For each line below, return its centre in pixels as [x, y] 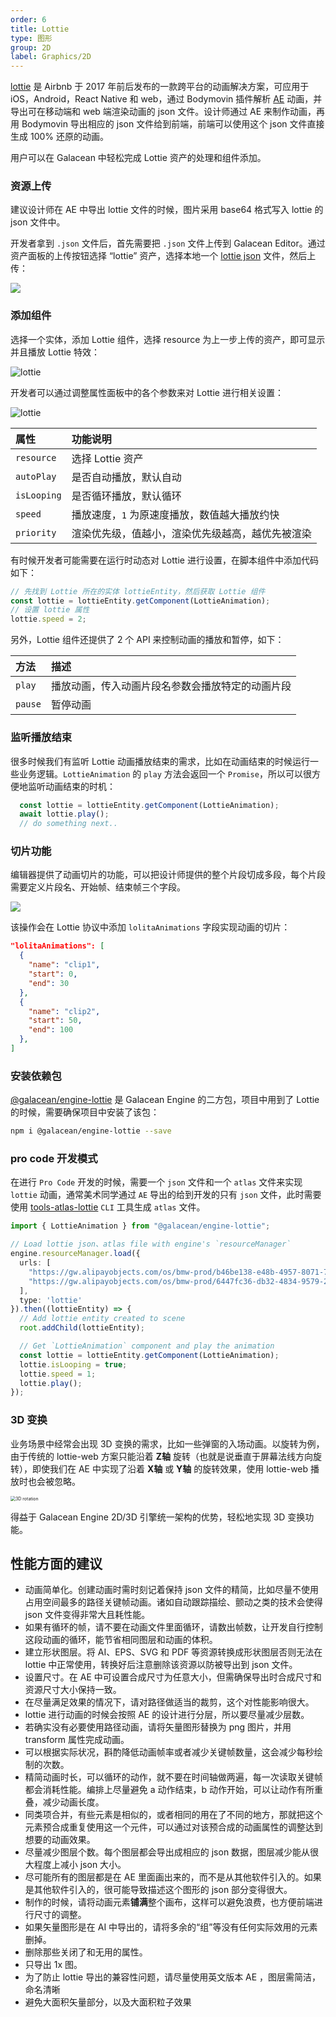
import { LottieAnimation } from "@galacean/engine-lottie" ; [140, 1226]
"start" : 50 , [55, 1021]
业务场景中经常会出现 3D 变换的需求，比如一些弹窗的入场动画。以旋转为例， [167, 1443]
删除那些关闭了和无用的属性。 [86, 1952]
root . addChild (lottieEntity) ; [82, 1328]
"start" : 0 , [53, 974]
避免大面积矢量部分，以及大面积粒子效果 [108, 2002]
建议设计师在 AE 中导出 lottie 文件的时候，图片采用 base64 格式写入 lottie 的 [167, 210]
